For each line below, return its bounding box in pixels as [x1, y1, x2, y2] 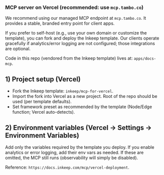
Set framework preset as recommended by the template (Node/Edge [12, 104, 152, 110]
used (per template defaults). [12, 98, 72, 105]
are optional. [5, 46, 31, 52]
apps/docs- [133, 56, 157, 61]
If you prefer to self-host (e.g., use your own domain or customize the [5, 30, 147, 36]
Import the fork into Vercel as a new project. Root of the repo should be [12, 93, 158, 99]
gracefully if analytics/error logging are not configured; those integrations [5, 41, 155, 46]
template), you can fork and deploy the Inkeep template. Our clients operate [5, 35, 160, 41]
